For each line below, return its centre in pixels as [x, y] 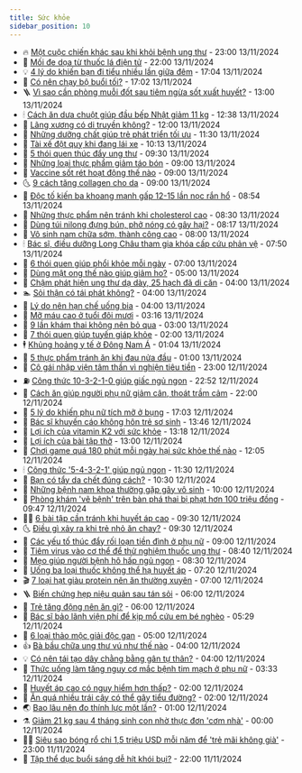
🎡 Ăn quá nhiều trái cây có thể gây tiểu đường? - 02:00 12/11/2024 [145, 697]
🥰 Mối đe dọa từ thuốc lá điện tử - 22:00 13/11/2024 [118, 62]
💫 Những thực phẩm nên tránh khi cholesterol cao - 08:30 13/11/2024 [151, 215]
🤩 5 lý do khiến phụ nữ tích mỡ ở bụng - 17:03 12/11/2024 [128, 412]
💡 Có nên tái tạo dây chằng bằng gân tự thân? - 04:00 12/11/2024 [144, 658]
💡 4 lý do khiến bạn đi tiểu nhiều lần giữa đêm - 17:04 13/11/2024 [142, 71]
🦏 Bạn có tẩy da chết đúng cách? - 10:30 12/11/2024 [119, 480]
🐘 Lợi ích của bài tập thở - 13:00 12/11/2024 [102, 441]
